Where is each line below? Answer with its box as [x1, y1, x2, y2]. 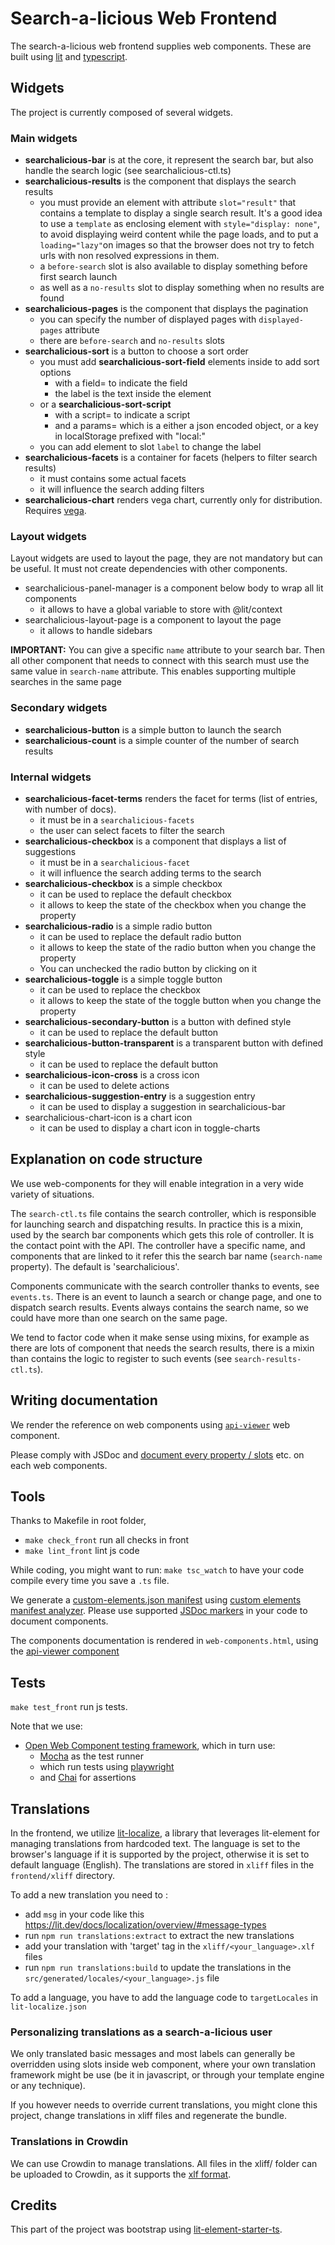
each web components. [10, 1459, 108, 1471]
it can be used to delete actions [39, 1079, 170, 1091]
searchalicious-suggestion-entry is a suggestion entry [24, 1090, 256, 1102]
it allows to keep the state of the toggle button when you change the [39, 994, 322, 1006]
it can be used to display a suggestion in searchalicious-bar [39, 1100, 286, 1112]
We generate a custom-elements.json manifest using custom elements [10, 1594, 302, 1606]
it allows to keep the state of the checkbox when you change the [39, 898, 307, 911]
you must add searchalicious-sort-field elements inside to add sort [39, 356, 320, 368]
